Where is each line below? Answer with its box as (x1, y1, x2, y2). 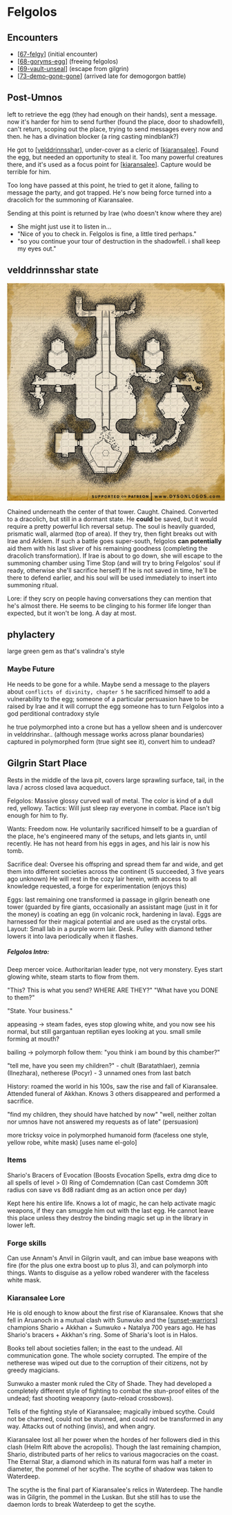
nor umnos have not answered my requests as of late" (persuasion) (7, 1117, 199, 1126)
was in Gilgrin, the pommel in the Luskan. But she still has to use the (7, 1493, 201, 1501)
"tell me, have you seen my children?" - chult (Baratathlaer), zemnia (7, 1061, 200, 1070)
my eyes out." (17, 244, 57, 253)
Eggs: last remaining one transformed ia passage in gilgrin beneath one (7, 895, 211, 903)
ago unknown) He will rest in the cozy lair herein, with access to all (7, 874, 197, 883)
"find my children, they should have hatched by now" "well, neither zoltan (7, 1110, 217, 1118)
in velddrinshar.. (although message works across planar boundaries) (7, 730, 205, 739)
